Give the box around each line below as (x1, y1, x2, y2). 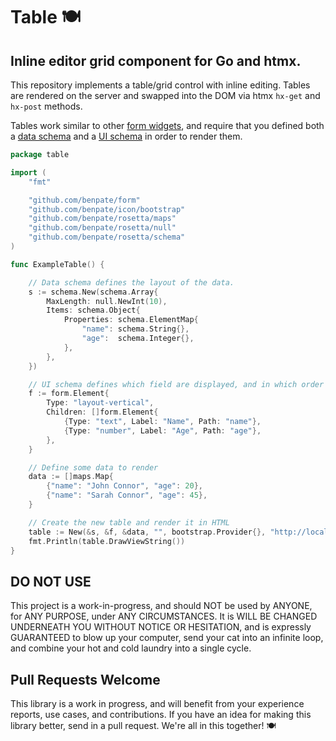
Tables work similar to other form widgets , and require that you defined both (10, 120, 325, 131)
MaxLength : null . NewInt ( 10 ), (46, 296, 168, 306)
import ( (10, 167, 47, 178)
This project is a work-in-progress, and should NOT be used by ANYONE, (10, 600, 313, 612)
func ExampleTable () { (10, 259, 105, 269)
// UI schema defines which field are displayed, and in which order (28, 379, 325, 389)
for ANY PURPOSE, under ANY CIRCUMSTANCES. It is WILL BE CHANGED (10, 610, 318, 623)
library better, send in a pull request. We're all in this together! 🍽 (10, 720, 277, 731)
